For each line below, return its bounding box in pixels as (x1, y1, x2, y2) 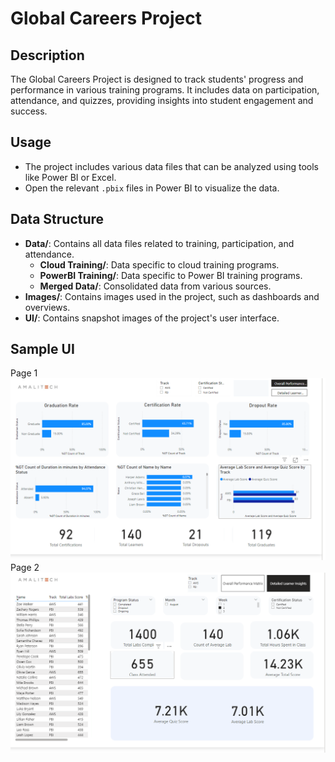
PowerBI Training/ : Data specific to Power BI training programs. (39, 269, 303, 281)
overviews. (24, 301, 71, 313)
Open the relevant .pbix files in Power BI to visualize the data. (24, 182, 280, 194)
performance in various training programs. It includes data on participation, (10, 84, 320, 96)
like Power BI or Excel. (24, 171, 117, 183)
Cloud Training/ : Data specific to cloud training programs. (39, 258, 280, 271)
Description (10, 47, 85, 64)
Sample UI (10, 341, 75, 358)
